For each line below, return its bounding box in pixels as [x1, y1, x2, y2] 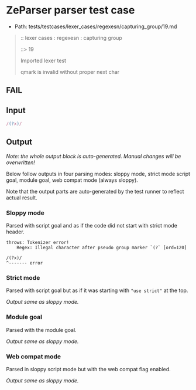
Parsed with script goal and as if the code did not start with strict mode [6, 222, 177, 229]
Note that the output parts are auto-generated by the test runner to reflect [6, 188, 184, 195]
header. [6, 228, 25, 235]
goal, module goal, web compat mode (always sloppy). [6, 177, 139, 184]
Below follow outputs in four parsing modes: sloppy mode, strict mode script [6, 170, 191, 177]
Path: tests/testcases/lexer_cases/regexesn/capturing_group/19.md [14, 23, 177, 30]
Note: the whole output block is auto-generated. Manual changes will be [6, 152, 181, 160]
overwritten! [6, 159, 35, 166]
